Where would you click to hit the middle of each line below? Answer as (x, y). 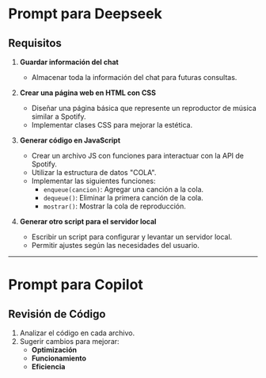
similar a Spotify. (59, 116)
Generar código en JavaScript (70, 140)
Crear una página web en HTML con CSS (88, 93)
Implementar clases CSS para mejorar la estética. (112, 125)
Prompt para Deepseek (85, 14)
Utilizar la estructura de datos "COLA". (94, 172)
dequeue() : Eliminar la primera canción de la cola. (123, 198)
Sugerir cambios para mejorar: (70, 341)
